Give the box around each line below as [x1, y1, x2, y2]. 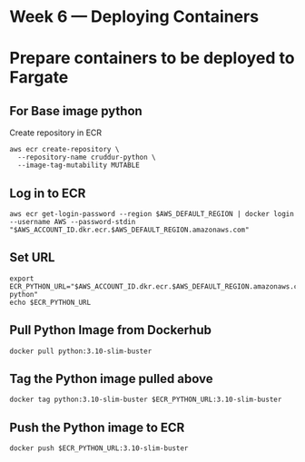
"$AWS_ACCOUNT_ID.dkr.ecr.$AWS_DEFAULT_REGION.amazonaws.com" [9, 225, 250, 234]
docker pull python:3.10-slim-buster [9, 347, 152, 356]
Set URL [9, 250, 55, 265]
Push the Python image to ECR [9, 419, 185, 435]
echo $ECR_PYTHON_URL [9, 298, 92, 307]
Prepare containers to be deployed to [9, 48, 295, 69]
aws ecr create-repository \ [9, 145, 120, 154]
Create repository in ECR [9, 127, 103, 138]
